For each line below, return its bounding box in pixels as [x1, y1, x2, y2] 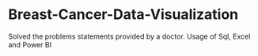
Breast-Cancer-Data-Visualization [8, 6, 239, 24]
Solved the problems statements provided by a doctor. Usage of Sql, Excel [8, 32, 251, 41]
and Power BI [8, 39, 52, 49]
